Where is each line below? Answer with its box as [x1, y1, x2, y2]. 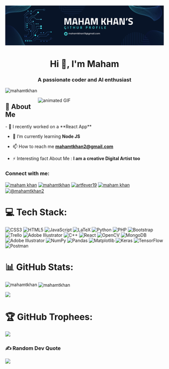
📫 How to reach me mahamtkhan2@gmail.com [12, 143, 114, 149]
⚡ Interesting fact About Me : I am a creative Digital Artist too [12, 155, 140, 162]
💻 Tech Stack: [5, 206, 67, 218]
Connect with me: [5, 170, 50, 177]
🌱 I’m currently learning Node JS [12, 133, 80, 139]
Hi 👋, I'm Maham [50, 59, 119, 70]
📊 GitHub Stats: [5, 261, 74, 273]
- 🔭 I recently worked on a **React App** [5, 124, 92, 130]
